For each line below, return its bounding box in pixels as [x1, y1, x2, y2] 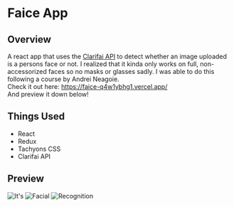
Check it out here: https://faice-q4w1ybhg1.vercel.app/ [7, 83, 168, 90]
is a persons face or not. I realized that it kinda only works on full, [7, 60, 199, 68]
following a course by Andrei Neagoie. [7, 75, 119, 83]
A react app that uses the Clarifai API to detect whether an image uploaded [7, 52, 228, 60]
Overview [7, 33, 52, 46]
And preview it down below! [7, 90, 89, 98]
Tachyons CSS [17, 144, 61, 153]
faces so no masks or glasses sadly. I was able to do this [48, 68, 215, 75]
